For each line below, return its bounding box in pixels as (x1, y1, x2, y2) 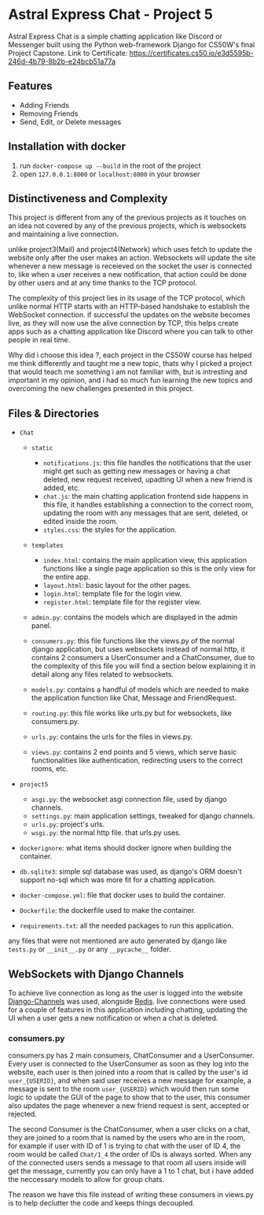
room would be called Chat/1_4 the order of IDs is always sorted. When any (8, 1150, 252, 1159)
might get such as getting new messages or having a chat (42, 467, 230, 476)
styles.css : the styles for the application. (42, 525, 177, 534)
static (31, 445, 53, 452)
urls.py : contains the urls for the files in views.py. (31, 732, 193, 741)
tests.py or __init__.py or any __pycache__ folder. (8, 944, 171, 954)
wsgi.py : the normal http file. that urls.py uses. (31, 828, 181, 837)
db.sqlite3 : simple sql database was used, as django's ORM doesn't (19, 867, 242, 877)
